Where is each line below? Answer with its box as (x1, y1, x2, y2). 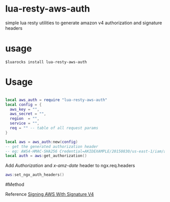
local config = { (5, 102, 42, 107)
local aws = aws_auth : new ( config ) (5, 139, 78, 144)
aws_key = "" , (10, 107, 39, 112)
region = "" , (10, 116, 39, 121)
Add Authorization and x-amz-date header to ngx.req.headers (5, 163, 135, 169)
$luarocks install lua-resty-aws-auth (5, 59, 87, 65)
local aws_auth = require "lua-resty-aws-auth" (5, 97, 108, 103)
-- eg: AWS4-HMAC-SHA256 (5, 148, 58, 154)
